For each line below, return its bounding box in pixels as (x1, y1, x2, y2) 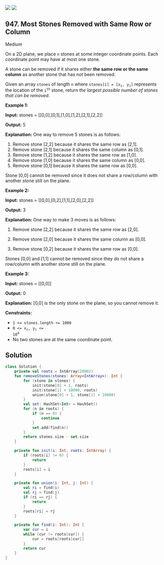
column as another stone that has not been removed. (5, 71, 116, 77)
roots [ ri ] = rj (23, 509, 55, 514)
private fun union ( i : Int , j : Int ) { (14, 480, 94, 486)
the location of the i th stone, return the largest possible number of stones (5, 87, 158, 93)
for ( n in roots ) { (23, 407, 64, 412)
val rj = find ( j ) (23, 490, 59, 495)
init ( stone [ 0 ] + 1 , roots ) (32, 383, 89, 388)
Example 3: (5, 271, 29, 277)
